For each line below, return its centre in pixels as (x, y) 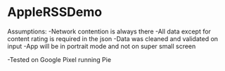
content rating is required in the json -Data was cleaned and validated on (113, 38)
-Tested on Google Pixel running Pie (59, 59)
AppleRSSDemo (55, 12)
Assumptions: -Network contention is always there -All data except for (109, 31)
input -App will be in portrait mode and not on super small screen (102, 46)
